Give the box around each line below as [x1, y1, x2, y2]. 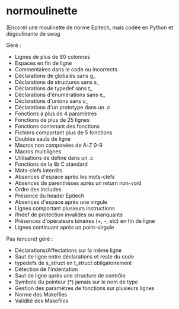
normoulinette [6, 4, 78, 18]
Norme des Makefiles [14, 291, 68, 298]
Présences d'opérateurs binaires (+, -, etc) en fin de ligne [14, 217, 155, 224]
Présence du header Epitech [14, 192, 85, 199]
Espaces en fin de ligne [14, 59, 72, 67]
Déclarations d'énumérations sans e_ [14, 91, 106, 98]
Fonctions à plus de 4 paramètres [14, 110, 97, 117]
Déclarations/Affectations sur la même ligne [14, 247, 122, 254]
